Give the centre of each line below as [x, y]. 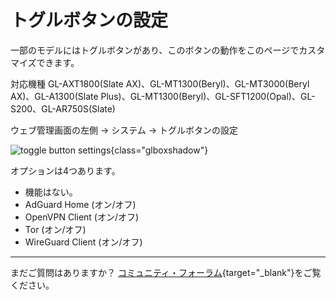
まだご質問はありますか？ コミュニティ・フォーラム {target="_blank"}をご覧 [166, 272]
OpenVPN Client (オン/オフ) [82, 217]
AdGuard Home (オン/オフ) [80, 204]
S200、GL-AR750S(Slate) [63, 108]
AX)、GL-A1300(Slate [54, 96]
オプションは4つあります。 [65, 170]
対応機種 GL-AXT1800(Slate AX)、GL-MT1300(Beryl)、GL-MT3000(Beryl [160, 83]
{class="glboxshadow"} [159, 150]
